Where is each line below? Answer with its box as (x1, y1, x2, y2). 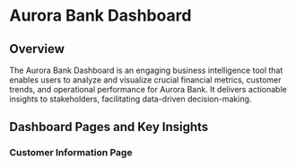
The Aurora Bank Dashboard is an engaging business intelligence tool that (9, 65, 283, 75)
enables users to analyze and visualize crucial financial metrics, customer (9, 75, 282, 85)
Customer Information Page (9, 146, 133, 159)
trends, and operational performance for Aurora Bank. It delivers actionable (9, 84, 287, 94)
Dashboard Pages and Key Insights (9, 119, 209, 135)
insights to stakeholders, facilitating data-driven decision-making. (9, 93, 252, 104)
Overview (9, 41, 65, 57)
